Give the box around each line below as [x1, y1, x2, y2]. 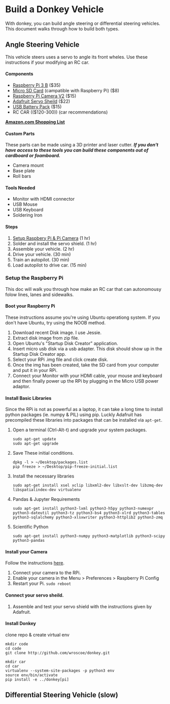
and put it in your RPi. [12, 367, 58, 374]
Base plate [12, 168, 35, 174]
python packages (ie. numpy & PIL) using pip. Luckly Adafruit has [5, 412, 142, 418]
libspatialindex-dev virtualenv [12, 488, 81, 493]
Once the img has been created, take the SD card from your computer [12, 362, 159, 368]
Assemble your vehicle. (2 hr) [12, 246, 75, 252]
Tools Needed [5, 184, 36, 191]
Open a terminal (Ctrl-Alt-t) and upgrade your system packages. [12, 427, 147, 433]
